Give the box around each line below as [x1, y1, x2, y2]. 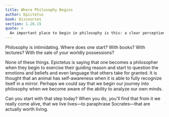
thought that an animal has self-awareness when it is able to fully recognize [5, 75, 162, 81]
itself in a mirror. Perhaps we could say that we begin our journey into [5, 80, 149, 86]
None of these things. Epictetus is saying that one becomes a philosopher [5, 59, 158, 65]
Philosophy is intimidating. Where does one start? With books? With [5, 44, 146, 50]
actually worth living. [5, 106, 49, 112]
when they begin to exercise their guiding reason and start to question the [5, 64, 158, 70]
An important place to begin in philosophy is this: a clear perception [10, 30, 165, 35]
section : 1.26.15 [5, 21, 42, 26]
